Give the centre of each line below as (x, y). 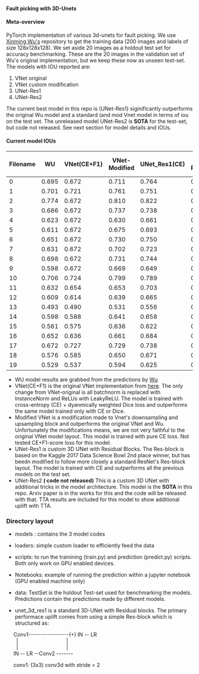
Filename (22, 164)
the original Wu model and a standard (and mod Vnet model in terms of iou (97, 115)
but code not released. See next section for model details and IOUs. (89, 127)
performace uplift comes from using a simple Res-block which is (94, 617)
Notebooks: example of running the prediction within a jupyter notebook (102, 575)
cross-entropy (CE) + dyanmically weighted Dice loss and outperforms (101, 405)
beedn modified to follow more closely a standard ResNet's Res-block (100, 461)
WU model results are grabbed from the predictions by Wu (86, 379)
